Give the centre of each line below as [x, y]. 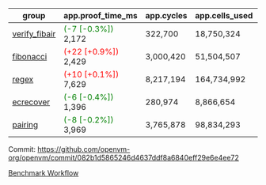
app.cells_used [224, 15]
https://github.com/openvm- [84, 149]
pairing [25, 125]
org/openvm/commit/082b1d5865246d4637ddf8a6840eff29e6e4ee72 [124, 158]
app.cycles [166, 15]
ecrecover [31, 102]
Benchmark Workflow [44, 173]
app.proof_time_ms [101, 15]
